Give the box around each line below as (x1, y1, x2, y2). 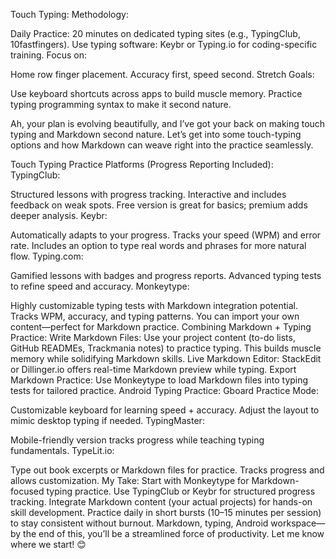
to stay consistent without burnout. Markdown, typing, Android (10, 517, 269, 529)
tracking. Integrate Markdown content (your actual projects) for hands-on (10, 496, 313, 508)
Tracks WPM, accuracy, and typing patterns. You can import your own (10, 310, 300, 322)
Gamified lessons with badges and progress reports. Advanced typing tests (10, 270, 322, 281)
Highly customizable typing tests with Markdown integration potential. (10, 300, 299, 311)
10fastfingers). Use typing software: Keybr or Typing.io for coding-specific (10, 39, 318, 50)
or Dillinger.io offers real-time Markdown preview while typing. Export (10, 364, 297, 375)
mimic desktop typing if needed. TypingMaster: (10, 415, 205, 426)
